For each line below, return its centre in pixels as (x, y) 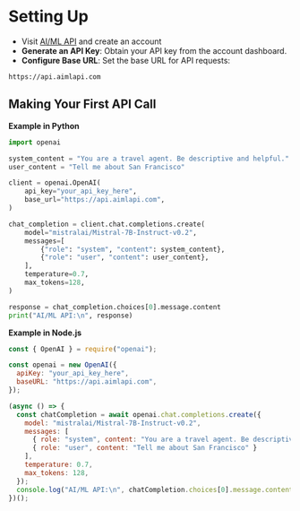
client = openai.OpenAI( (55, 183)
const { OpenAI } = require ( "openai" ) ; (83, 349)
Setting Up (48, 17)
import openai (35, 142)
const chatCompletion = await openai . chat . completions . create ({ (139, 414)
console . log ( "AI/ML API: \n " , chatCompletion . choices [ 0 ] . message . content (155, 489)
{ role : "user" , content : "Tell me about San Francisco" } (144, 448)
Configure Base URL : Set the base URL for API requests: (125, 60)
